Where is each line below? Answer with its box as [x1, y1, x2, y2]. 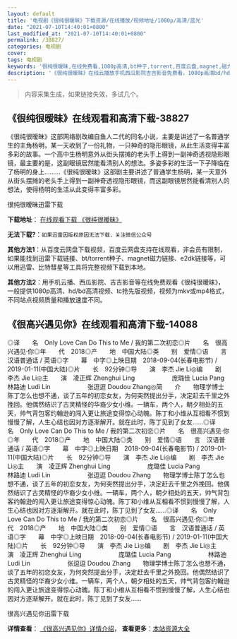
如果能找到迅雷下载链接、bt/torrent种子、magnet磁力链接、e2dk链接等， [7, 254, 220, 263]
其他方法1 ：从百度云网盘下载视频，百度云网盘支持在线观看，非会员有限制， [7, 245, 227, 254]
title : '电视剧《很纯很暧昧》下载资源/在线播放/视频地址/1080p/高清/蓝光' [7, 17, 205, 24]
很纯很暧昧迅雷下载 [7, 201, 63, 209]
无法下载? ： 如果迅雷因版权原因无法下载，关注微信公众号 [7, 230, 152, 239]
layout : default [7, 10, 55, 18]
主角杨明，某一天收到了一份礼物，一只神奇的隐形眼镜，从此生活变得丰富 [19, 141, 230, 150]
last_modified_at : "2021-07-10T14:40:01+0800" [7, 30, 147, 37]
